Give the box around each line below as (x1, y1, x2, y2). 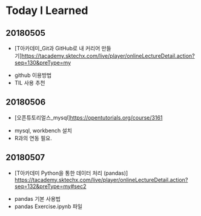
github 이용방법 (14, 72, 52, 79)
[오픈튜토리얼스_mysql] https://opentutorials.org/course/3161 (14, 113, 163, 121)
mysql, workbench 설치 (14, 127, 72, 134)
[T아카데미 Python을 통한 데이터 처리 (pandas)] (14, 169, 128, 177)
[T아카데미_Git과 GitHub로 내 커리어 (14, 45, 100, 52)
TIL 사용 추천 (14, 79, 45, 86)
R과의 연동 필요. (14, 134, 52, 141)
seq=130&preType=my (14, 59, 71, 66)
